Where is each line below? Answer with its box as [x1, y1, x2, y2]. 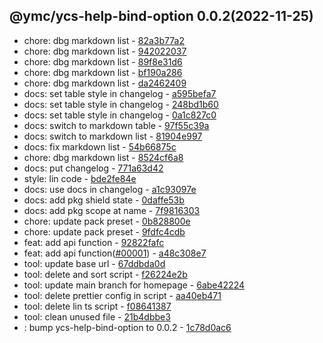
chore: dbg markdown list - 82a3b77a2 [23, 34, 185, 46]
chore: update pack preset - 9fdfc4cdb [23, 225, 186, 238]
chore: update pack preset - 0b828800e [23, 215, 191, 227]
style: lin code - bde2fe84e [23, 172, 137, 184]
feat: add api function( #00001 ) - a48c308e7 [23, 247, 207, 259]
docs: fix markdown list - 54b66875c [23, 140, 177, 153]
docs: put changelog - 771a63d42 [23, 162, 164, 174]
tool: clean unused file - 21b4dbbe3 [23, 310, 171, 323]
